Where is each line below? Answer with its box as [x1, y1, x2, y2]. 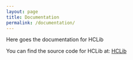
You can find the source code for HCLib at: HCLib [6, 48, 127, 55]
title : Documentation [6, 14, 60, 20]
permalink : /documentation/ [6, 20, 76, 26]
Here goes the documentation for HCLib [6, 36, 104, 43]
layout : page [6, 8, 38, 15]
